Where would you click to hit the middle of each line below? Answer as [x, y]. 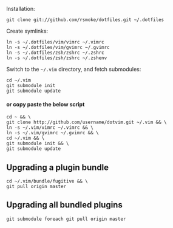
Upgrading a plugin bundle [58, 167]
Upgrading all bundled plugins [64, 205]
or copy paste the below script [46, 104]
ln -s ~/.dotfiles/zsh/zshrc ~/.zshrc [55, 53]
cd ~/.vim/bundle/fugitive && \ [47, 181]
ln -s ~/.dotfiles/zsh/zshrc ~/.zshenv [57, 58]
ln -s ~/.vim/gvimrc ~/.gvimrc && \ [53, 133]
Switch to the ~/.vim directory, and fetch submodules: [74, 69]
